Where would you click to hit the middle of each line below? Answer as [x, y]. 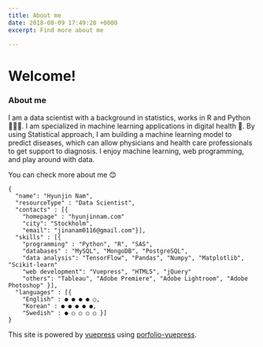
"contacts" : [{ [42, 209]
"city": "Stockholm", [57, 223]
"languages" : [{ [44, 292]
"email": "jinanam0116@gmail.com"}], [84, 230]
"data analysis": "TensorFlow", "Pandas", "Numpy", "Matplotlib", [133, 258]
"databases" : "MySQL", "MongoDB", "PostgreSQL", [106, 251]
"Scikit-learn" [33, 264]
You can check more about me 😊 [62, 175]
